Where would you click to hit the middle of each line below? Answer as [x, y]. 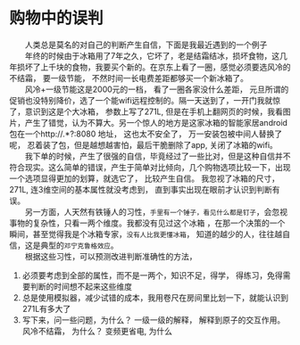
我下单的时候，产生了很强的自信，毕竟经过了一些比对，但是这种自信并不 [158, 156]
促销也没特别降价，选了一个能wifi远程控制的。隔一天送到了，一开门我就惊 [145, 100]
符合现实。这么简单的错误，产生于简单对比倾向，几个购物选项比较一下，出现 [150, 167]
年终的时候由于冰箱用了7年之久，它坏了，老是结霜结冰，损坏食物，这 [152, 55]
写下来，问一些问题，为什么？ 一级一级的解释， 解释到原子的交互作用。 [154, 320]
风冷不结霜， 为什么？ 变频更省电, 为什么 [97, 331]
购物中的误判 [57, 18]
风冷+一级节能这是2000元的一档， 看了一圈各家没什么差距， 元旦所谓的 [157, 89]
